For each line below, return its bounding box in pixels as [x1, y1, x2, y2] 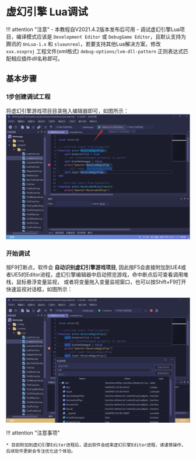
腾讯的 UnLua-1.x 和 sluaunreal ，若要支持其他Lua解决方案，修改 [6, 40, 161, 47]
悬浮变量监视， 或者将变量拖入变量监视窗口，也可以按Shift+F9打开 [26, 278, 187, 285]
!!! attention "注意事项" [6, 429, 60, 436]
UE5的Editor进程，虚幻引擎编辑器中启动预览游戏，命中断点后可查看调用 [10, 271, 184, 278]
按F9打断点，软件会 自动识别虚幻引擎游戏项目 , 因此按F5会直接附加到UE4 [6, 264, 181, 271]
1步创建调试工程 [6, 93, 51, 101]
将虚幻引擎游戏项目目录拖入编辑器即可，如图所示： [6, 107, 129, 114]
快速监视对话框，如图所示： [6, 285, 73, 292]
